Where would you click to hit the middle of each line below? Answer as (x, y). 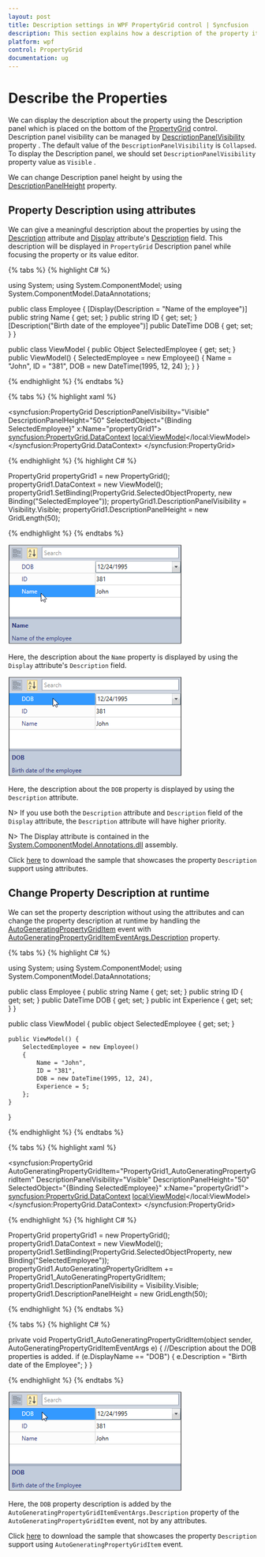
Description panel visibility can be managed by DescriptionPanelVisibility (127, 136)
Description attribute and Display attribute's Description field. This (116, 237)
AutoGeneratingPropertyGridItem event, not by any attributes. (108, 1520)
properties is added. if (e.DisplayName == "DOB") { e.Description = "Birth (127, 1356)
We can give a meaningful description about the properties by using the (125, 230)
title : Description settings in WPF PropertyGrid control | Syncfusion (128, 25)
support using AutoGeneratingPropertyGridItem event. (96, 1544)
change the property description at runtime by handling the (105, 920)
